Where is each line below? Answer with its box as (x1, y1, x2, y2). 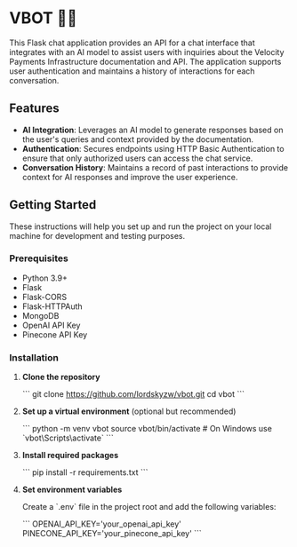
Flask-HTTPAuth (21, 301, 83, 312)
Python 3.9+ (21, 273, 68, 283)
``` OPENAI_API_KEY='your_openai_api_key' (21, 519, 182, 529)
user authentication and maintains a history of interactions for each (9, 66, 255, 76)
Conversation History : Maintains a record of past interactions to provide (21, 162, 289, 172)
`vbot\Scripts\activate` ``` (21, 432, 114, 443)
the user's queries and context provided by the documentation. (21, 133, 254, 145)
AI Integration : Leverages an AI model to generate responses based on (21, 124, 284, 135)
